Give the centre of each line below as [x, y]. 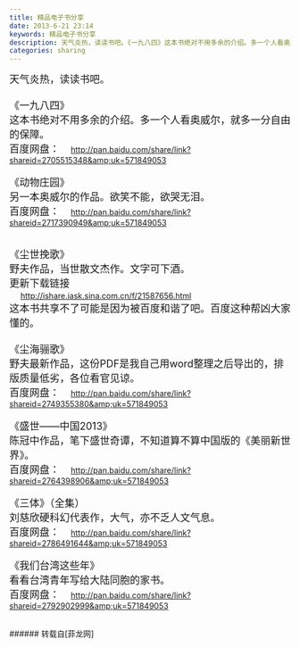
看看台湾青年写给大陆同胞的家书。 [90, 581]
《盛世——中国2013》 [61, 427]
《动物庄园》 [39, 182]
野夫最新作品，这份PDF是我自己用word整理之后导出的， [142, 364]
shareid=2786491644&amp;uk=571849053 [88, 543]
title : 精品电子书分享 [47, 17]
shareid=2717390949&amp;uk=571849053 [88, 223]
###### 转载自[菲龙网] [52, 634]
